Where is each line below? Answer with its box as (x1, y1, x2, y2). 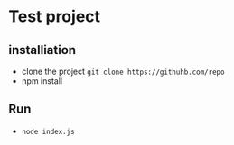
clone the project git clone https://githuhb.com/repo (21, 66, 225, 77)
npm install (21, 76, 63, 86)
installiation (8, 42, 77, 58)
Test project (8, 6, 101, 27)
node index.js (21, 127, 75, 136)
